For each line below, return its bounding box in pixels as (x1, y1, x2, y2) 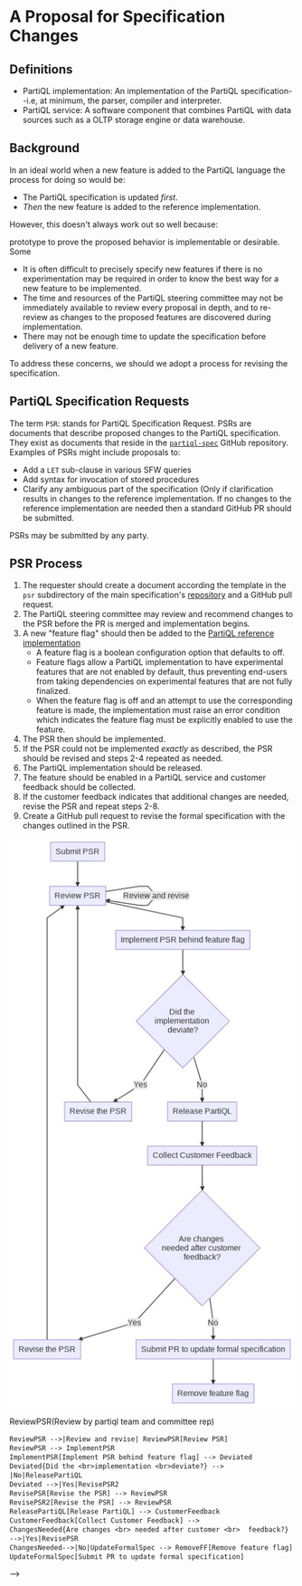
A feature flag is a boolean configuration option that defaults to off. (35, 647, 285, 658)
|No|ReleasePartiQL (9, 1471, 83, 1480)
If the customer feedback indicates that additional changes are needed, (22, 792, 289, 802)
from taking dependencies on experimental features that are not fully (35, 676, 293, 687)
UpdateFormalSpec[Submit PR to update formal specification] (9, 1553, 245, 1562)
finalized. (35, 686, 71, 697)
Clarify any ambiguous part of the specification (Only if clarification (22, 483, 274, 494)
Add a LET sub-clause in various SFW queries (22, 464, 192, 475)
